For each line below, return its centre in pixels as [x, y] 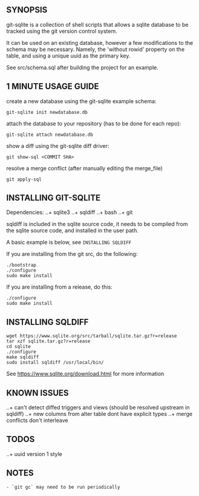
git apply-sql [24, 179]
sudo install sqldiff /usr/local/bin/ [55, 363]
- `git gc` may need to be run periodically [63, 487]
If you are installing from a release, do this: [60, 287]
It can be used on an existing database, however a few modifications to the [100, 42]
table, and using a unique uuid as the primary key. [68, 55]
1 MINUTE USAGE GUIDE [53, 86]
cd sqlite [19, 347]
